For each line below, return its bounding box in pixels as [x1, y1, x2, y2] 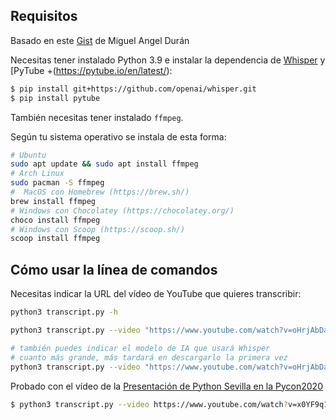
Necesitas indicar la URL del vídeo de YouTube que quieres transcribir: [10, 288, 302, 300]
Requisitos [10, 8, 78, 25]
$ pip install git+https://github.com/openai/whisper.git [10, 84, 257, 94]
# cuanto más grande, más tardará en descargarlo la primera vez [10, 352, 288, 363]
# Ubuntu [10, 150, 47, 160]
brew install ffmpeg [10, 196, 97, 206]
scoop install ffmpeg [10, 234, 101, 244]
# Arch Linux [10, 169, 65, 179]
